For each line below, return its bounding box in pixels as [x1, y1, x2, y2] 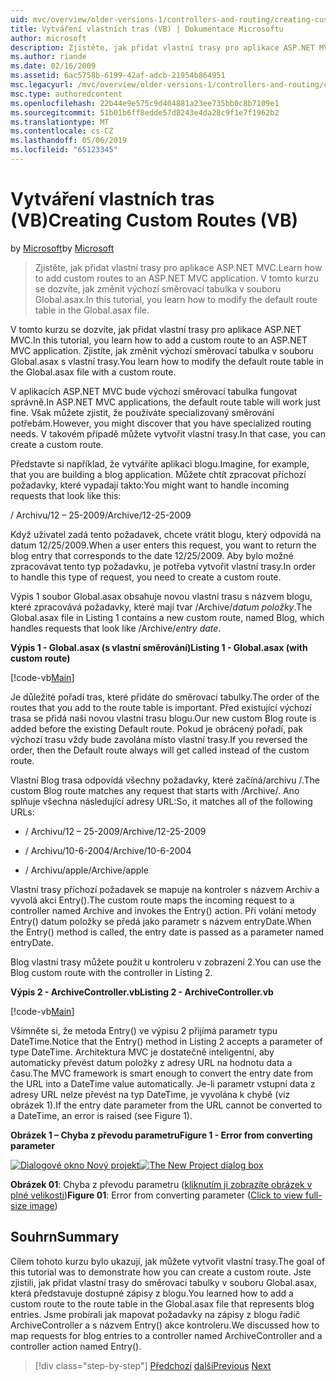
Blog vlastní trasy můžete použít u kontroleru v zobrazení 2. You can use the [10, 956, 322, 968]
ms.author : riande [10, 52, 87, 62]
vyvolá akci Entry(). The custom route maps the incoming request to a [10, 894, 295, 906]
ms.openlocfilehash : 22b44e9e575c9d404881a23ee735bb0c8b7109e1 [10, 98, 280, 108]
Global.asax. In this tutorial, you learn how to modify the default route [34, 293, 318, 305]
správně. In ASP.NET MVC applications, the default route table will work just [10, 396, 321, 408]
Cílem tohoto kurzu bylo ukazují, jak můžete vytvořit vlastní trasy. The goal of [10, 1255, 326, 1267]
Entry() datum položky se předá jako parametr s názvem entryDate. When [10, 915, 312, 927]
